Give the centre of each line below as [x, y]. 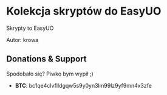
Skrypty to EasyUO [30, 28]
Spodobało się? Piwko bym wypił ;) [50, 74]
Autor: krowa [22, 40]
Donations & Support [46, 59]
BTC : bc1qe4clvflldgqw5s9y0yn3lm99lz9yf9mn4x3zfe [83, 85]
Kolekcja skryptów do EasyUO [84, 11]
